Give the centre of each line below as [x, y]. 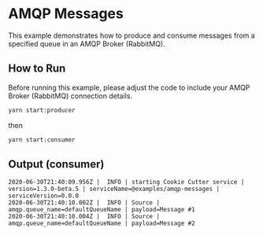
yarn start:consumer [42, 140]
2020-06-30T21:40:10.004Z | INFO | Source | [84, 217]
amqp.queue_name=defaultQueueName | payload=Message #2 [102, 224]
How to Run [37, 69]
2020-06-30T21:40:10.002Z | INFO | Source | [84, 203]
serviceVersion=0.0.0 [44, 196]
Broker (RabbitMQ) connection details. [70, 96]
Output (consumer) [56, 164]
